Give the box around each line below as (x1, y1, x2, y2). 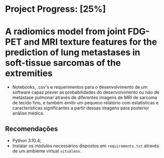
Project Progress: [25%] (5, 3, 106, 15)
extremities (5, 68, 53, 79)
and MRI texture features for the (24, 36, 158, 48)
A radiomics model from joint (5, 26, 126, 37)
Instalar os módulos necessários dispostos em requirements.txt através (12, 143, 159, 149)
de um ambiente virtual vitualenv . (12, 148, 82, 154)
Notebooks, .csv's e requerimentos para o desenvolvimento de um (12, 84, 148, 90)
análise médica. (12, 110, 44, 116)
